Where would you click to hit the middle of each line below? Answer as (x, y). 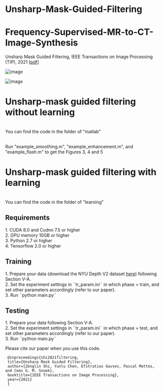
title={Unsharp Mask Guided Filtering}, (50, 362)
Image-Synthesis (42, 43)
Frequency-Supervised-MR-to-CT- (79, 32)
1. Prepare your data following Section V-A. (49, 323)
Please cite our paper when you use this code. (53, 348)
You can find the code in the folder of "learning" (54, 202)
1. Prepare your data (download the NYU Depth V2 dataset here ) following (81, 274)
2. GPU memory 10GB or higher (37, 235)
